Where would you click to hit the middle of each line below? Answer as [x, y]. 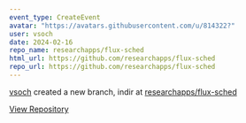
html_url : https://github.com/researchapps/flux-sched [112, 58]
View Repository [39, 109]
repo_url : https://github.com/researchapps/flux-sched [112, 67]
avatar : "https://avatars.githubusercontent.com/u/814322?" [123, 26]
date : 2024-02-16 [41, 42]
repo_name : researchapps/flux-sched [77, 50]
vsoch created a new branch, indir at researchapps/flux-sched [123, 92]
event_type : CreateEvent [55, 17]
